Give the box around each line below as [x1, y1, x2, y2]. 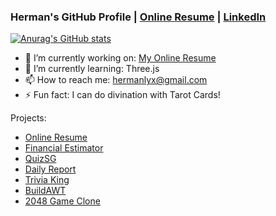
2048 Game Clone [24, 195, 101, 207]
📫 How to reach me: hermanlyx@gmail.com [24, 74, 208, 86]
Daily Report [24, 163, 77, 175]
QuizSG [24, 153, 57, 165]
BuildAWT [24, 185, 67, 197]
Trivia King [24, 174, 70, 186]
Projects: [10, 112, 47, 124]
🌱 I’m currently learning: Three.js [24, 63, 160, 75]
